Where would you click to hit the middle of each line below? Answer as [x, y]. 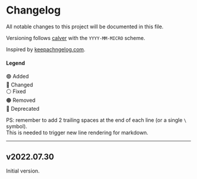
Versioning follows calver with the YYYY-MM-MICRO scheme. [76, 38]
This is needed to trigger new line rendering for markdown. [77, 132]
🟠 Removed [21, 100]
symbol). [17, 127]
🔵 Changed [20, 85]
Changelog [33, 10]
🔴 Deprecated [23, 109]
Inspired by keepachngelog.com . [46, 49]
